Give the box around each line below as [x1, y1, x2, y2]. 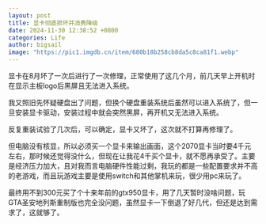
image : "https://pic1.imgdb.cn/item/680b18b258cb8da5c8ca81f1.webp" [8, 48, 239, 56]
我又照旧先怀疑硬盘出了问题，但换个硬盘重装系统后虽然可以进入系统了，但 [8, 98, 251, 107]
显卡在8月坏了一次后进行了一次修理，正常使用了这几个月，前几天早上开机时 [8, 71, 256, 80]
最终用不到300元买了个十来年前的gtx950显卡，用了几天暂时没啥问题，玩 [8, 188, 245, 197]
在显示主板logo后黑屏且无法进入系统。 [8, 81, 134, 90]
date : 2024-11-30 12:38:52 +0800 [8, 26, 119, 34]
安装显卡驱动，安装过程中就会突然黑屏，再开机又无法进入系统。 [14, 108, 223, 117]
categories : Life [8, 33, 66, 42]
